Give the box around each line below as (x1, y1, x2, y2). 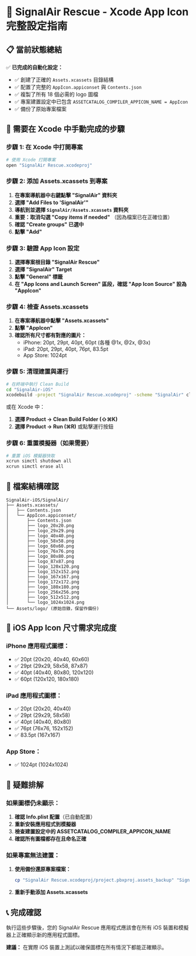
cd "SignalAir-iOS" (6, 386, 54, 392)
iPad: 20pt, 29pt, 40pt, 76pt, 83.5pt (23, 346, 108, 353)
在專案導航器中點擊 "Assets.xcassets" (14, 317, 109, 324)
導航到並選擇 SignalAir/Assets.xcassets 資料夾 (14, 206, 129, 213)
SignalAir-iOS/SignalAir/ (6, 497, 69, 503)
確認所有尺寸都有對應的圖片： (14, 332, 86, 339)
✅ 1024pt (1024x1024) (14, 761, 69, 768)
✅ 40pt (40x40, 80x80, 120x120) (14, 669, 94, 676)
